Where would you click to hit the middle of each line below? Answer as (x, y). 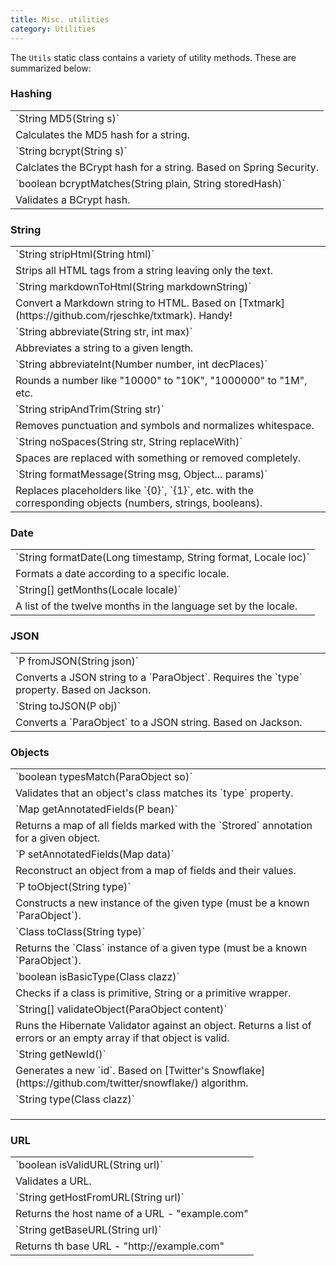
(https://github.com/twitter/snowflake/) (107, 1083)
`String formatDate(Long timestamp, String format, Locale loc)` (162, 558)
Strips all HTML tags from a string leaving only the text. (144, 271)
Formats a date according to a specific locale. (122, 574)
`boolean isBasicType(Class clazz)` (97, 976)
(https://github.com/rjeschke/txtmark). (106, 316)
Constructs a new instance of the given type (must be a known (162, 903)
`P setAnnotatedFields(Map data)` (95, 854)
